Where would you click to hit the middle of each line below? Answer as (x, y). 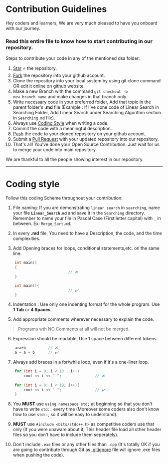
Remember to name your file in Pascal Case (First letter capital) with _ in (87, 219)
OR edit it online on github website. (49, 86)
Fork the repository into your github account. (59, 75)
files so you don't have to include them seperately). (66, 435)
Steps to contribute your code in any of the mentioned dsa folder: (73, 58)
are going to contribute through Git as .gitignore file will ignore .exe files (86, 450)
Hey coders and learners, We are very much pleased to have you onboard (82, 23)
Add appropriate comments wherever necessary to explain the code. (84, 319)
